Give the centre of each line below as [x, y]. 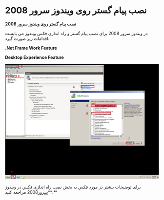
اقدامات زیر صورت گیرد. [27, 38]
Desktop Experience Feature [35, 57]
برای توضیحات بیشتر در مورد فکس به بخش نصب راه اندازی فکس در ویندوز [73, 187]
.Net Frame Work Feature [31, 48]
